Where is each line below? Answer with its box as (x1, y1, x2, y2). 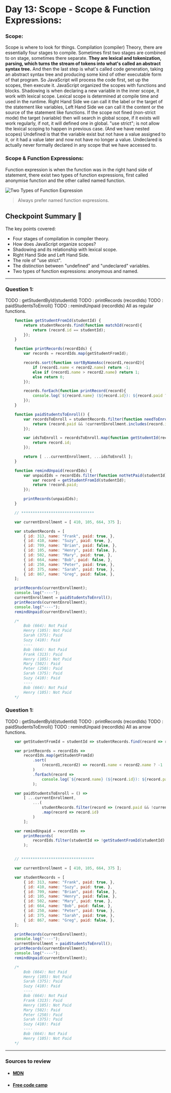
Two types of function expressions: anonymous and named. (12, 268, 139, 274)
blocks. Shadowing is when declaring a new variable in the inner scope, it (5, 88, 159, 94)
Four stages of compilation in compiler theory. (12, 235, 109, 241)
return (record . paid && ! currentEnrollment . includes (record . (32, 421, 165, 426)
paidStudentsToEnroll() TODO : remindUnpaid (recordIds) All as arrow (5, 723, 151, 730)
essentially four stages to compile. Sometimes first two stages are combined (5, 50, 166, 56)
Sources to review (5, 1057, 51, 1064)
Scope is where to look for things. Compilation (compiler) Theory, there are (5, 44, 163, 51)
